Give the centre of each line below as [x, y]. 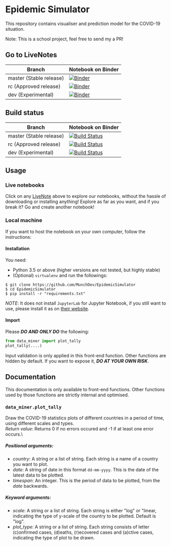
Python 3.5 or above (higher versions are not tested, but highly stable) [86, 270]
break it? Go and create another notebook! [50, 207]
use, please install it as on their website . [47, 308]
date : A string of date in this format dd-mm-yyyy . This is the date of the [86, 469]
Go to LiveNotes [31, 55]
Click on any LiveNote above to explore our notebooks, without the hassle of [86, 196]
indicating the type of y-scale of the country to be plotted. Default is [84, 516]
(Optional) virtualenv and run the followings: [60, 275]
